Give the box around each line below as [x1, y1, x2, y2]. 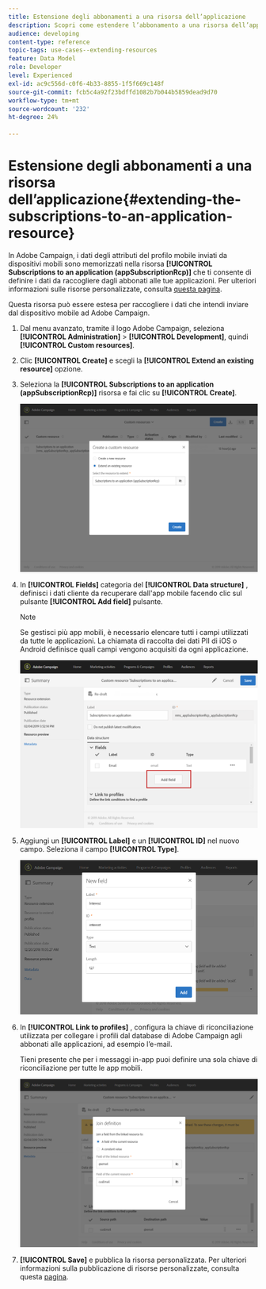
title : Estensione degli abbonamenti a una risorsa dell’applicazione [8, 13, 246, 21]
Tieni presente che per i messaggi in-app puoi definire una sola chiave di [19, 1055, 258, 1064]
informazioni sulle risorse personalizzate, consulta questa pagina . [8, 284, 223, 294]
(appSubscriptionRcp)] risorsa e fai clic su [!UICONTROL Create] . [19, 387, 237, 397]
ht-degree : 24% [8, 114, 59, 121]
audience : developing [8, 29, 80, 37]
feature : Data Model [8, 55, 77, 63]
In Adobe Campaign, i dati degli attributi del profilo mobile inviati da [8, 250, 228, 260]
